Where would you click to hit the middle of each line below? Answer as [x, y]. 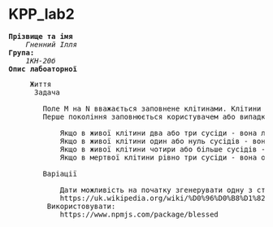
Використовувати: [81, 206]
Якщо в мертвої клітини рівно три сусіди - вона [158, 157]
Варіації [60, 173]
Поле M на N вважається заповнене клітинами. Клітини [152, 108]
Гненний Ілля [51, 44]
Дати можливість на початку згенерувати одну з [156, 190]
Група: [22, 52]
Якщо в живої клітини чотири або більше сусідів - [162, 149]
